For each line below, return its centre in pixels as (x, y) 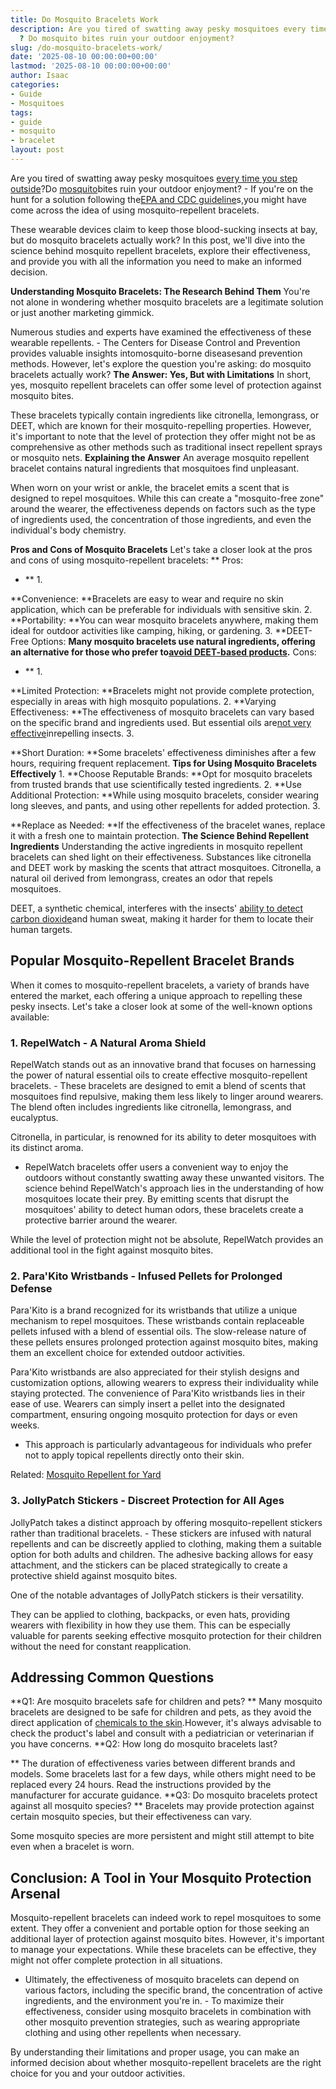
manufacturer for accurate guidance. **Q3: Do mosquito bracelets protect (164, 1795)
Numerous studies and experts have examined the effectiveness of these (161, 332)
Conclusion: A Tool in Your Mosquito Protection (161, 1877)
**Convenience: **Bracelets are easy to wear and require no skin (147, 598)
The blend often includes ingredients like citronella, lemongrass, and (151, 1107)
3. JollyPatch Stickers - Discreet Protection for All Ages (147, 1501)
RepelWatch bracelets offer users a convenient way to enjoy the (156, 1167)
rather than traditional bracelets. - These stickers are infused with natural (161, 1533)
